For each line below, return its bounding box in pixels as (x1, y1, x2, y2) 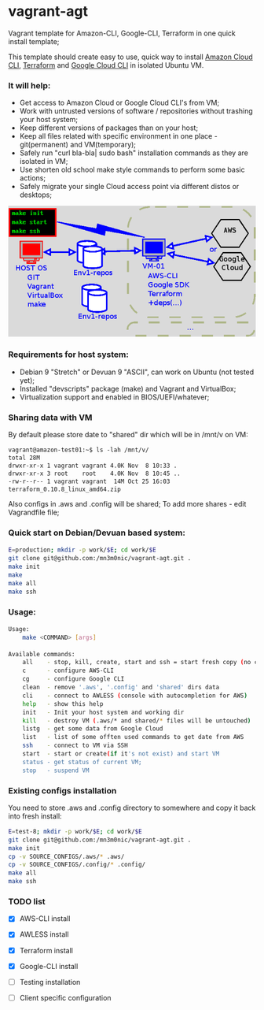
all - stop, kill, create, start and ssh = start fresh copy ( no (22, 659, 251, 667)
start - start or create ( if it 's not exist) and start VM (22, 750, 220, 758)
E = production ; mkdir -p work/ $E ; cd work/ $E (8, 546, 156, 554)
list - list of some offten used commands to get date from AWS (22, 733, 244, 741)
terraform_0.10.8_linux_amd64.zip (8, 485, 122, 494)
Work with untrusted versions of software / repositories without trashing (19, 106, 253, 116)
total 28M (8, 454, 41, 462)
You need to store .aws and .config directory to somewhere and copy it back (8, 803, 256, 812)
